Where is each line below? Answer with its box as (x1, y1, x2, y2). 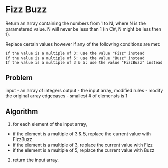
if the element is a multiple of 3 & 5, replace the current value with (12, 131, 151, 137)
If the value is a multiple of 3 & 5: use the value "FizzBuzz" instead (5, 60, 163, 65)
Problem (5, 74, 33, 82)
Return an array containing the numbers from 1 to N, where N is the (5, 20, 146, 26)
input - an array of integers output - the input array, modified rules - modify (5, 87, 163, 93)
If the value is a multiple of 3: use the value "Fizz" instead (5, 51, 145, 56)
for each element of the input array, (12, 121, 88, 127)
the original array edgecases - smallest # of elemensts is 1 (5, 93, 128, 99)
